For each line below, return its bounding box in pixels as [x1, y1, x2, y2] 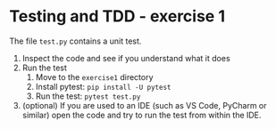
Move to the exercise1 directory [35, 71, 154, 82]
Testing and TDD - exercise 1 [9, 6, 226, 27]
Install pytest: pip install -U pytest [35, 81, 171, 92]
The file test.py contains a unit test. [9, 36, 142, 46]
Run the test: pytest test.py [35, 91, 141, 101]
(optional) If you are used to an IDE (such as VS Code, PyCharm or [21, 100, 267, 110]
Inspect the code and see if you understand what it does [21, 52, 230, 63]
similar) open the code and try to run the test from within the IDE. [21, 109, 262, 120]
